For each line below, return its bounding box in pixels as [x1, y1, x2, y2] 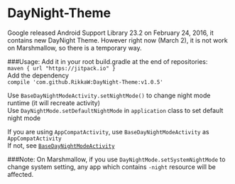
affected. [7, 170, 34, 178]
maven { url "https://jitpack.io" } [7, 65, 116, 72]
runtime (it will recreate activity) [7, 98, 101, 107]
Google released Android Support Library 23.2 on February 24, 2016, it [7, 28, 214, 37]
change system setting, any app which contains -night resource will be [7, 162, 217, 171]
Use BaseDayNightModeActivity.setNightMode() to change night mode [7, 91, 211, 99]
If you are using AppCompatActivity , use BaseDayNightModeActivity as [7, 127, 209, 136]
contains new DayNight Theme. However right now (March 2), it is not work [7, 36, 229, 44]
